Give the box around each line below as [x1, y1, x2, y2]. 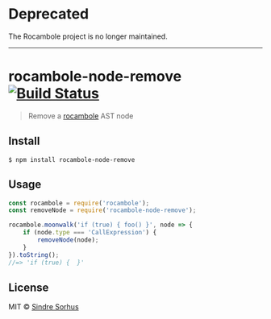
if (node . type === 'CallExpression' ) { [23, 229, 157, 237]
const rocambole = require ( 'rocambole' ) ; [8, 199, 150, 207]
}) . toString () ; [8, 251, 60, 259]
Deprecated [8, 5, 90, 23]
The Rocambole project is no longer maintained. [8, 31, 168, 41]
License [8, 280, 49, 294]
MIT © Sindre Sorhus [8, 302, 79, 312]
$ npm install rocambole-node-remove [8, 155, 135, 164]
